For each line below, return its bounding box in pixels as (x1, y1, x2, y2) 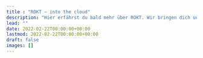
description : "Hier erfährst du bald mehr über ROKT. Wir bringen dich (6, 14, 190, 21)
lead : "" (6, 20, 28, 26)
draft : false (6, 37, 39, 43)
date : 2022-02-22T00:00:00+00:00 (6, 25, 91, 32)
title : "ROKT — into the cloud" (6, 8, 91, 15)
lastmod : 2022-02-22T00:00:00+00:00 (6, 31, 98, 37)
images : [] (6, 43, 34, 49)
